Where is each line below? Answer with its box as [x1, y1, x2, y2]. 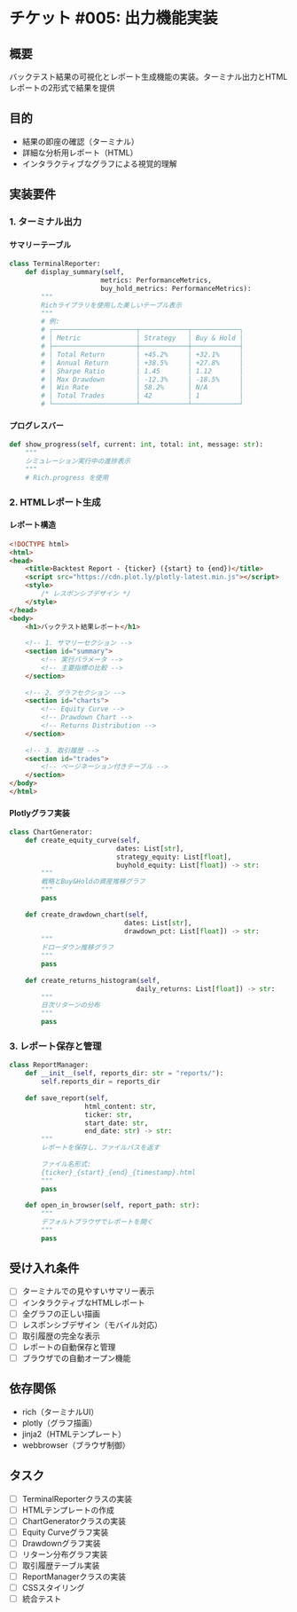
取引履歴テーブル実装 [21, 1560, 100, 1570]
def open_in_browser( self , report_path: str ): [25, 1201, 200, 1210]
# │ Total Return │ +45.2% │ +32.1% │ [41, 350, 244, 359]
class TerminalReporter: [9, 259, 101, 269]
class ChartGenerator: [9, 828, 93, 837]
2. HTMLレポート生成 [9, 496, 101, 508]
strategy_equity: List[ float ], [116, 853, 232, 861]
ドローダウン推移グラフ [41, 943, 114, 952]
